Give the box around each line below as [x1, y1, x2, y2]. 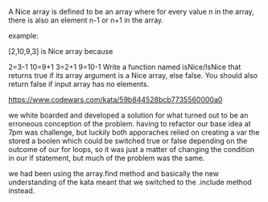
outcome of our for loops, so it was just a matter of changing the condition [8, 145, 255, 154]
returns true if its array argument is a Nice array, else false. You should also [8, 71, 258, 80]
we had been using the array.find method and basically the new [8, 169, 220, 178]
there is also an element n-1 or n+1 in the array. [8, 15, 164, 25]
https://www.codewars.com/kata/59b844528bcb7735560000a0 [8, 95, 223, 104]
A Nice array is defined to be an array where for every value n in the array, [8, 7, 255, 16]
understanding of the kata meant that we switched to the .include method [8, 177, 252, 187]
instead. [8, 186, 35, 196]
